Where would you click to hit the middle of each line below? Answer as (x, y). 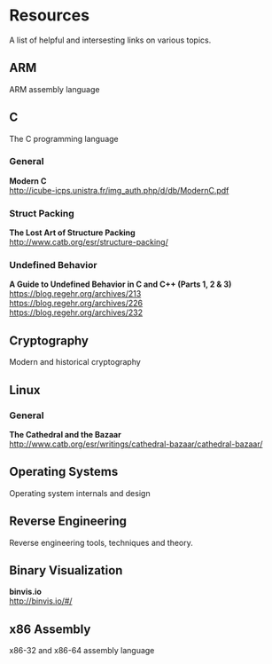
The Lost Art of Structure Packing (72, 233)
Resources (50, 16)
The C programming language (64, 138)
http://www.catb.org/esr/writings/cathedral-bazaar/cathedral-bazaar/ (136, 444)
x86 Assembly (50, 629)
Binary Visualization (66, 570)
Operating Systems (64, 472)
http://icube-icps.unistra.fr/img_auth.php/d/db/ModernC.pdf (119, 190)
